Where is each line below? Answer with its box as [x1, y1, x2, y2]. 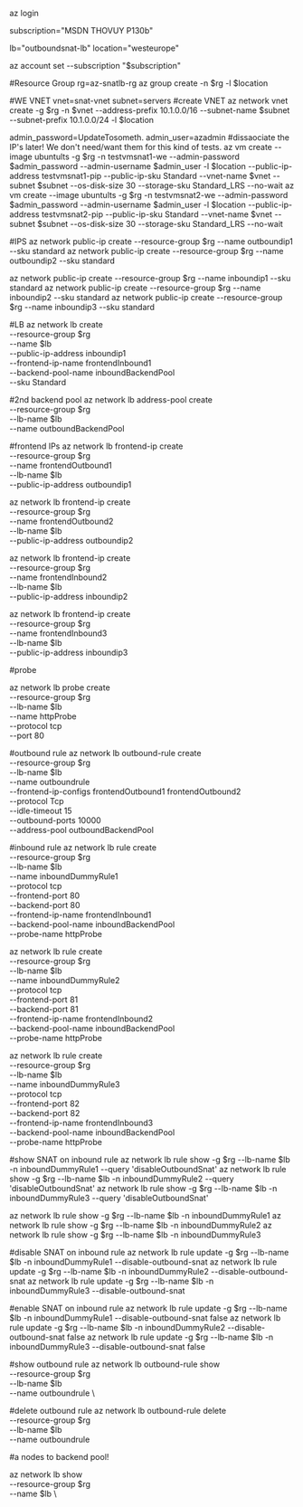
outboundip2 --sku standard [9, 255, 116, 266]
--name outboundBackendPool [9, 423, 125, 433]
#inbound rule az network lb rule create [9, 842, 156, 853]
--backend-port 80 [9, 900, 80, 910]
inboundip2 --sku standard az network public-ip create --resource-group [9, 292, 283, 302]
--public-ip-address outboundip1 [9, 479, 132, 489]
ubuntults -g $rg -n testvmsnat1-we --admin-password [34, 151, 240, 162]
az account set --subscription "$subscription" [9, 61, 182, 71]
